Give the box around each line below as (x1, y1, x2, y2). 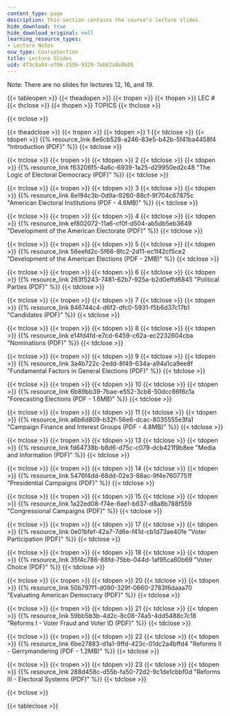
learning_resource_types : (7, 36, 81, 43)
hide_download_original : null (7, 29, 94, 37)
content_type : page (7, 10, 63, 17)
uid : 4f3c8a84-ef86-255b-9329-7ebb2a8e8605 (7, 61, 134, 68)
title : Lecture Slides (7, 55, 72, 62)
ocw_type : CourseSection (7, 49, 79, 56)
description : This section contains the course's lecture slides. (7, 17, 202, 23)
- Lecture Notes (7, 42, 54, 49)
